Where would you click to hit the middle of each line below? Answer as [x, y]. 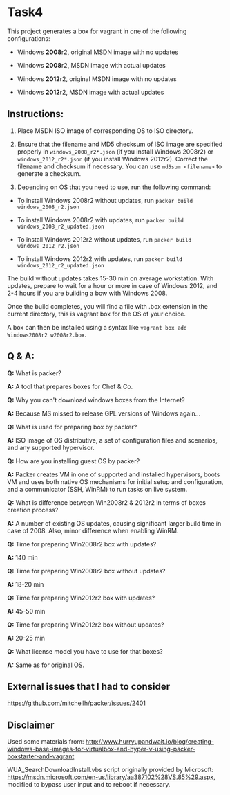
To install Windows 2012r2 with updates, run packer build [100, 259]
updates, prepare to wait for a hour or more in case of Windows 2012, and [112, 285]
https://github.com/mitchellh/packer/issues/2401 [77, 703]
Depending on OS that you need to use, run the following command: [114, 187]
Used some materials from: [46, 742]
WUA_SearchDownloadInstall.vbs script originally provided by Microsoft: [111, 770]
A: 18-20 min [26, 584]
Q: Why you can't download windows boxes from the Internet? [96, 400]
